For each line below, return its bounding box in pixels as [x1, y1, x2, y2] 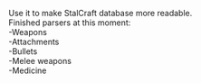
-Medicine [8, 65, 47, 76]
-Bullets [8, 46, 38, 57]
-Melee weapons [8, 56, 72, 66]
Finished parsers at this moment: [8, 17, 131, 28]
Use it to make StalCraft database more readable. [8, 8, 193, 18]
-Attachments [8, 36, 60, 47]
